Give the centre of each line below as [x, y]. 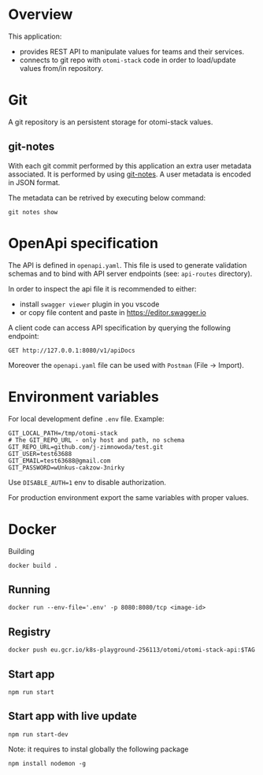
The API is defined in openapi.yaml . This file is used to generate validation [128, 265]
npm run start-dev [38, 734]
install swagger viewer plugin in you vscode [89, 304]
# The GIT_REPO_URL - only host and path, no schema [96, 440]
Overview [41, 15]
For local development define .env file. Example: [86, 418]
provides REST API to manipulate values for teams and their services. [132, 51]
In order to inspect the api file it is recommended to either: [102, 288]
